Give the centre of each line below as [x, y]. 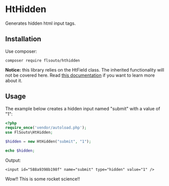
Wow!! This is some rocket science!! [43, 179]
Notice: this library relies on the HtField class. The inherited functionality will [85, 70]
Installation [23, 39]
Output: [13, 160]
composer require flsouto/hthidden [43, 60]
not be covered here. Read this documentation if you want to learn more [80, 75]
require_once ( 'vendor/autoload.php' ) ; [46, 128]
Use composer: [21, 51]
